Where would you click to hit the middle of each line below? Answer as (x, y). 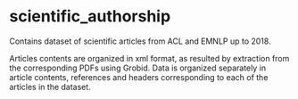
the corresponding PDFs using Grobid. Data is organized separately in (137, 68)
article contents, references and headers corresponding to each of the (139, 77)
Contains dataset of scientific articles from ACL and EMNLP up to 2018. (140, 41)
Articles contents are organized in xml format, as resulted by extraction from (149, 58)
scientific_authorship (90, 16)
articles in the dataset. (50, 87)
